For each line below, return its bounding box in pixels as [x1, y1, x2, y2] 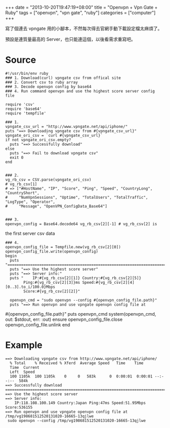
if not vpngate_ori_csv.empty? [5, 137, 71, 142]
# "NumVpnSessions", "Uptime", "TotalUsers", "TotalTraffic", [5, 195, 148, 200]
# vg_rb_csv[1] [5, 182, 37, 187]
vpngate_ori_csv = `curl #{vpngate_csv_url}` [5, 133, 103, 138]
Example [5, 339, 42, 351]
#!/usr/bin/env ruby [5, 71, 49, 76]
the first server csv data [5, 230, 55, 236]
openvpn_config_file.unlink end [5, 321, 70, 328]
